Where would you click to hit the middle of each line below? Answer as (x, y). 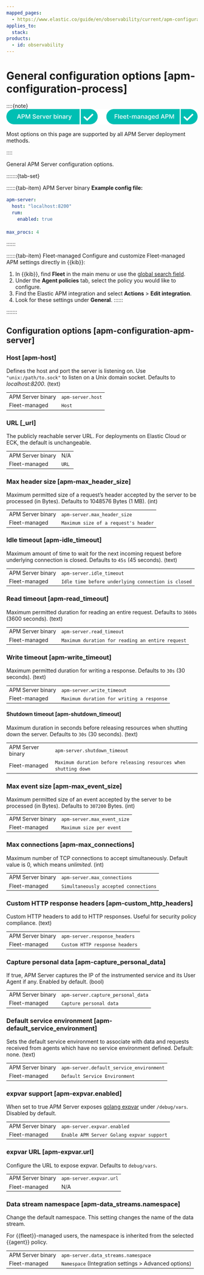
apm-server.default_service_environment (113, 1068)
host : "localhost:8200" (42, 207)
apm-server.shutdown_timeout (92, 751)
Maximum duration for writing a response (114, 699)
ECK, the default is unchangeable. (49, 443)
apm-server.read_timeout (93, 632)
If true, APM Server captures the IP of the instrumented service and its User (101, 975)
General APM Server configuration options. (60, 164)
